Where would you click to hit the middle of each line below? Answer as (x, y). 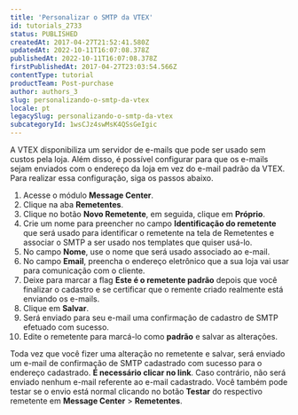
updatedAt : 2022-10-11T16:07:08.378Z (80, 51)
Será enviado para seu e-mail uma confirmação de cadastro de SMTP (150, 317)
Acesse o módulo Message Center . (88, 195)
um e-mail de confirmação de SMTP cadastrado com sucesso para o (136, 363)
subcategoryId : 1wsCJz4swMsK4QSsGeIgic (84, 125)
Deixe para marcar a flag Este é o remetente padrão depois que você (150, 280)
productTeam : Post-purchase (62, 83)
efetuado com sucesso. (66, 327)
